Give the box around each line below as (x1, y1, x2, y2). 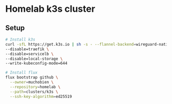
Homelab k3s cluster (5, 3, 96, 15)
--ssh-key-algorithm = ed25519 (10, 94, 72, 99)
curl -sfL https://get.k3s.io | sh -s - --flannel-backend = (5, 41, 137, 47)
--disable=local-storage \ (5, 56, 63, 61)
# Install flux (5, 70, 38, 75)
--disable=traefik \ (5, 47, 50, 52)
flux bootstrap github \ (5, 75, 58, 80)
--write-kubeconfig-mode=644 (5, 61, 68, 66)
